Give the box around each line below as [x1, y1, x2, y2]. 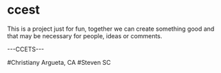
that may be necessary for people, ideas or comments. [7, 31, 163, 40]
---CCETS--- [7, 45, 45, 53]
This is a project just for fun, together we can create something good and [7, 25, 215, 33]
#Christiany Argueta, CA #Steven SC [7, 58, 112, 66]
